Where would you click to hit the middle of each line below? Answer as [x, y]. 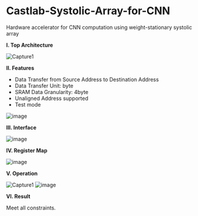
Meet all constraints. [31, 208]
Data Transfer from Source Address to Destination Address [87, 79]
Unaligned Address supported [52, 98]
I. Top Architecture [30, 45]
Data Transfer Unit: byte [44, 86]
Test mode [28, 104]
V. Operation [22, 173]
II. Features [20, 68]
